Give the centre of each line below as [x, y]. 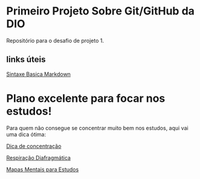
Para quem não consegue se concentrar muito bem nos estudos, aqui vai [97, 128]
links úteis [26, 59]
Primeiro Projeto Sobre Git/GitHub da [101, 11]
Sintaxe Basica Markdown [39, 74]
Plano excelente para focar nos [86, 98]
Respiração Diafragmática [39, 157]
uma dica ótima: [26, 134]
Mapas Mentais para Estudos [43, 169]
